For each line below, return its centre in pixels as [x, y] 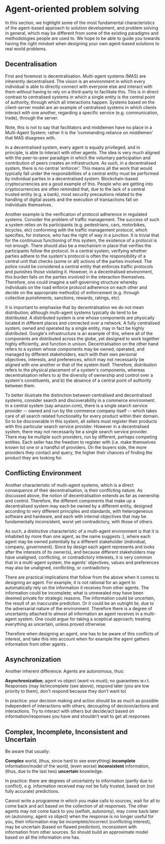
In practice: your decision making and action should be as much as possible [82, 701]
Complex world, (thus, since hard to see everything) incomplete [70, 761]
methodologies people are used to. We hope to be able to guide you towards [82, 38]
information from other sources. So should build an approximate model [77, 832]
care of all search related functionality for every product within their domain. [82, 416]
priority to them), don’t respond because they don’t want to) [66, 691]
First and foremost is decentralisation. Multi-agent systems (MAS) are [76, 76]
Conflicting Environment [43, 473]
